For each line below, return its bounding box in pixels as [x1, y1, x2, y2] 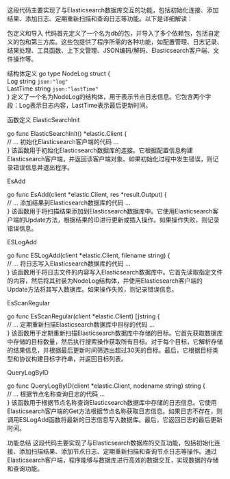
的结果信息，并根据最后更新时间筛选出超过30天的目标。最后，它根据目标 [7, 346, 213, 354]
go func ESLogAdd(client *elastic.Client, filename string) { [7, 251, 170, 259]
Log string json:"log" [7, 78, 68, 85]
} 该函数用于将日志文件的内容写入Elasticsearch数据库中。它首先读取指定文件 [7, 268, 223, 276]
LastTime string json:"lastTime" [7, 84, 99, 93]
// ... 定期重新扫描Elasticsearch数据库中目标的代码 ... [7, 320, 155, 328]
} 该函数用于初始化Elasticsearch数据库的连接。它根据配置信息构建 [7, 146, 193, 154]
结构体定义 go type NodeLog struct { [7, 69, 111, 78]
